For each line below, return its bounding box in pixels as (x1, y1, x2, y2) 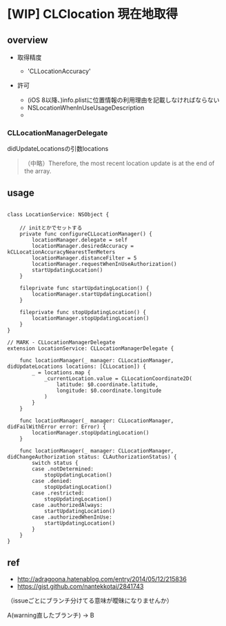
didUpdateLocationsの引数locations (7, 145, 109, 153)
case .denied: (32, 478, 72, 485)
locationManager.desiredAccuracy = (32, 242, 134, 250)
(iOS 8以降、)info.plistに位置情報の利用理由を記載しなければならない (27, 96, 220, 104)
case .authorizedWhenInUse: (32, 514, 112, 521)
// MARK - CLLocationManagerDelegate (7, 339, 116, 346)
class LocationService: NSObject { (7, 211, 110, 218)
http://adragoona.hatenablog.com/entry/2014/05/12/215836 (17, 574, 187, 583)
